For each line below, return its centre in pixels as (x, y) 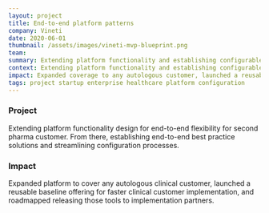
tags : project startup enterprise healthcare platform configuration (127, 82)
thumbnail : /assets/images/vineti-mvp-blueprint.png (98, 46)
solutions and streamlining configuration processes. (94, 145)
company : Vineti (35, 30)
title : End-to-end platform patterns (71, 23)
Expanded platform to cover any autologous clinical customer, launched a (129, 183)
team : (17, 53)
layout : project (35, 16)
